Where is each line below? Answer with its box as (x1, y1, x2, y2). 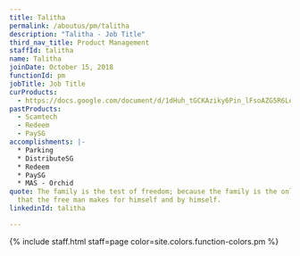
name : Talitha (9, 54, 62, 63)
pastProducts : (9, 104, 62, 113)
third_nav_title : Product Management (9, 37, 150, 47)
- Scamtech (17, 112, 58, 121)
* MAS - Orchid (17, 179, 74, 188)
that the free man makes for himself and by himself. (17, 195, 221, 205)
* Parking (17, 145, 54, 154)
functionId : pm (9, 71, 66, 80)
